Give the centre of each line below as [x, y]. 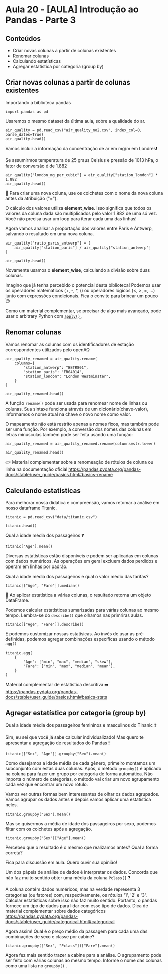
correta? [14, 853]
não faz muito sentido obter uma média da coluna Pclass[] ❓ [68, 878]
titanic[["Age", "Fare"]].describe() [45, 625]
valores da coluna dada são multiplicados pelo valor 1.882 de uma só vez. [81, 213]
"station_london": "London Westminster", [67, 376]
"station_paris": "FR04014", [54, 372]
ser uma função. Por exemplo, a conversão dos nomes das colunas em [78, 429]
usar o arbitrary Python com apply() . [44, 316]
